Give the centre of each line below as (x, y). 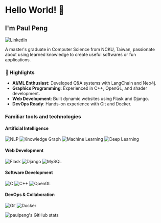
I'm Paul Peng (26, 28)
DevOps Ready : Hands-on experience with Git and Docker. (72, 104)
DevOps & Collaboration (30, 195)
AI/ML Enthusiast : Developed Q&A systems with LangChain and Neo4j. (84, 83)
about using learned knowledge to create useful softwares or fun (70, 54)
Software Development (29, 173)
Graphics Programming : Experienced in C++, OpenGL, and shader (80, 88)
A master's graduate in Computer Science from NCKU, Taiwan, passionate (80, 49)
